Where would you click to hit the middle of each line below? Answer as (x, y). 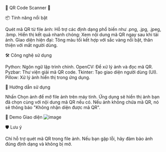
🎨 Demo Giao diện (24, 117)
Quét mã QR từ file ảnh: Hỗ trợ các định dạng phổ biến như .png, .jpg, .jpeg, (83, 29)
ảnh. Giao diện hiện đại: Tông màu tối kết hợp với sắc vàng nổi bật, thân (79, 40)
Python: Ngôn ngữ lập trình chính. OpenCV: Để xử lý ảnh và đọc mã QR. (79, 67)
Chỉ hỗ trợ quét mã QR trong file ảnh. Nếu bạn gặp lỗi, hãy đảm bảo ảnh (79, 138)
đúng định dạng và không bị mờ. (39, 144)
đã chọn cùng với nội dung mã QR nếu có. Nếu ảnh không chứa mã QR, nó (82, 102)
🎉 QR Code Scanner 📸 (28, 8)
